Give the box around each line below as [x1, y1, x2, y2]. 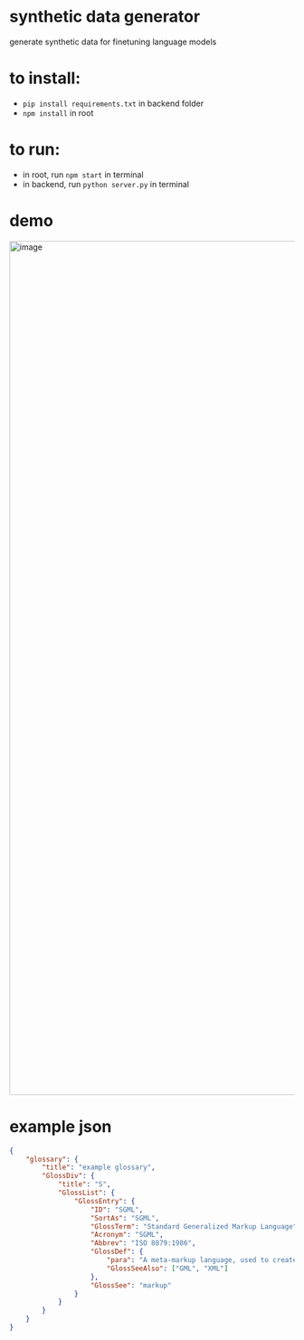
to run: [9, 139, 61, 160]
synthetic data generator [9, 6, 201, 27]
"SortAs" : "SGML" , [90, 1213, 160, 1222]
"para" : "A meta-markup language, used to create [106, 1256, 298, 1265]
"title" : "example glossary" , [42, 1163, 156, 1173]
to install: [9, 68, 81, 89]
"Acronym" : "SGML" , [90, 1231, 165, 1240]
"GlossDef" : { [90, 1247, 144, 1257]
